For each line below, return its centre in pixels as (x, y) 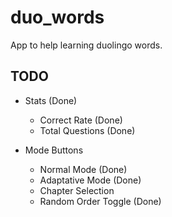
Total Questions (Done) (87, 130)
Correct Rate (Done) (81, 120)
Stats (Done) (51, 100)
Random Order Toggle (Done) (100, 201)
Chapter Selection (77, 190)
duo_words (57, 17)
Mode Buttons (54, 150)
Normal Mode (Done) (83, 169)
